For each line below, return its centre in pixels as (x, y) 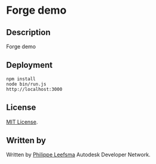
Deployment (29, 65)
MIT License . (22, 122)
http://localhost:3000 (34, 89)
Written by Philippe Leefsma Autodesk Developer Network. (78, 154)
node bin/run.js (26, 84)
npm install (21, 79)
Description (28, 32)
